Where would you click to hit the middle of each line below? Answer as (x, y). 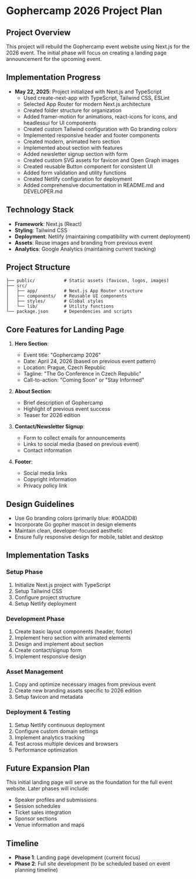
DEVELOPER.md (43, 191)
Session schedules (37, 806)
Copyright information (50, 479)
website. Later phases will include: (48, 789)
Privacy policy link (45, 486)
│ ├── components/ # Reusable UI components (67, 296)
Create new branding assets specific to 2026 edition (78, 691)
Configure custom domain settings (56, 731)
